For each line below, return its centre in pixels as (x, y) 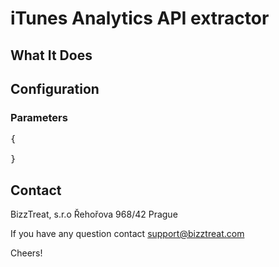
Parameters (39, 117)
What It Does (51, 55)
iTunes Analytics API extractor (140, 18)
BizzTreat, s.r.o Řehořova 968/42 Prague (94, 214)
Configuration (55, 88)
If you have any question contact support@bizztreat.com (127, 234)
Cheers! (26, 253)
